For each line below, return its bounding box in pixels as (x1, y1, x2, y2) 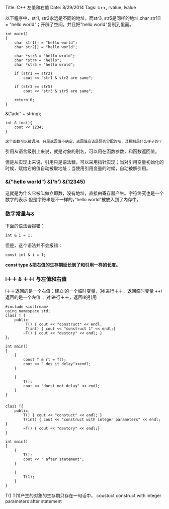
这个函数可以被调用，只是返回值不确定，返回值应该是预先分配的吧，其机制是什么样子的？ (5, 139, 162, 144)
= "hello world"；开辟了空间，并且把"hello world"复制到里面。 (5, 22, 134, 27)
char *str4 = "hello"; (14, 58, 62, 63)
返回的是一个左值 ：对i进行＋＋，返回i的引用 (5, 294, 97, 300)
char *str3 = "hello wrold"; (14, 53, 75, 58)
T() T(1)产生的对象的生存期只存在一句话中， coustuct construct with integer (5, 492, 162, 498)
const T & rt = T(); (23, 357, 66, 362)
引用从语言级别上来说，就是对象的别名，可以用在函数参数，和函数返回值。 (5, 148, 159, 154)
